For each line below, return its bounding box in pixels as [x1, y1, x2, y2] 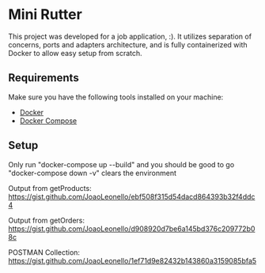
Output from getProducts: [8, 183, 93, 193]
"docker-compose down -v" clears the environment [8, 168, 176, 178]
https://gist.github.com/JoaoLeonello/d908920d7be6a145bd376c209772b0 [8, 223, 256, 234]
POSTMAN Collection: [8, 247, 81, 257]
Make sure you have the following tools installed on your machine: [8, 92, 224, 102]
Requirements [8, 71, 79, 84]
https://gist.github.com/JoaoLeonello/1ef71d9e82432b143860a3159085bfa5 [8, 256, 257, 265]
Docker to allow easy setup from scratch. [8, 48, 142, 58]
